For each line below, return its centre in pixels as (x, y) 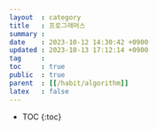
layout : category (45, 17)
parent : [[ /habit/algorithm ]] (69, 83)
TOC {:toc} (42, 117)
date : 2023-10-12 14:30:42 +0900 (79, 42)
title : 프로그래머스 (47, 26)
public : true (37, 75)
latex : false (39, 91)
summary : (27, 34)
